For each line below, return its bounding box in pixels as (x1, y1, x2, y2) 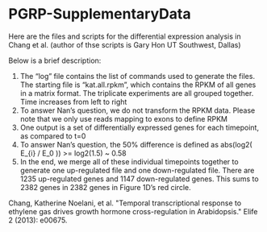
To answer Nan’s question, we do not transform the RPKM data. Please (19, 106, 256, 115)
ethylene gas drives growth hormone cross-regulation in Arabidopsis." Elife (8, 206, 258, 216)
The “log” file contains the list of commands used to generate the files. (19, 71, 256, 81)
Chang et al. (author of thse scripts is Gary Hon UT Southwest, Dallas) (8, 39, 241, 49)
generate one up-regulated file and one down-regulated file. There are (19, 165, 255, 175)
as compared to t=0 (19, 130, 86, 141)
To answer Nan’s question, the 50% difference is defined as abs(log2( (19, 139, 252, 149)
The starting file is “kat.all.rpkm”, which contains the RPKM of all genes (19, 80, 257, 89)
